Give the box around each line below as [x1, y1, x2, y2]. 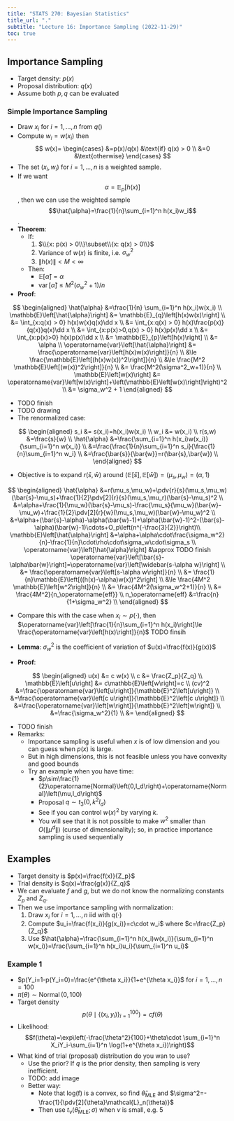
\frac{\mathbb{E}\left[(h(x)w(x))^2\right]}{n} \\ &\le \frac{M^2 [29, 355, 206, 364]
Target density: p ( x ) [17, 74, 75, 83]
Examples [7, 853, 51, 865]
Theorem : [17, 225, 47, 233]
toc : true [7, 29, 36, 37]
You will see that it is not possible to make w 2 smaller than [38, 816, 206, 825]
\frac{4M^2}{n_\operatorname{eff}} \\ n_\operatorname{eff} [15, 590, 187, 599]
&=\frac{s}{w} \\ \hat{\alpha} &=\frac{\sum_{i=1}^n [26, 435, 171, 443]
